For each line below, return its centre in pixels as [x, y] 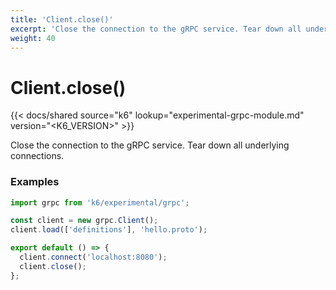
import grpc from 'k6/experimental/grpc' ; [100, 202]
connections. [37, 156]
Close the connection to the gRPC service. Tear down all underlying [150, 145]
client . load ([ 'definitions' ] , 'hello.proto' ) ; [109, 230]
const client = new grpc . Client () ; [84, 221]
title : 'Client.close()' [62, 19]
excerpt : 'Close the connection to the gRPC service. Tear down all [156, 29]
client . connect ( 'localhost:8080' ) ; [93, 257]
